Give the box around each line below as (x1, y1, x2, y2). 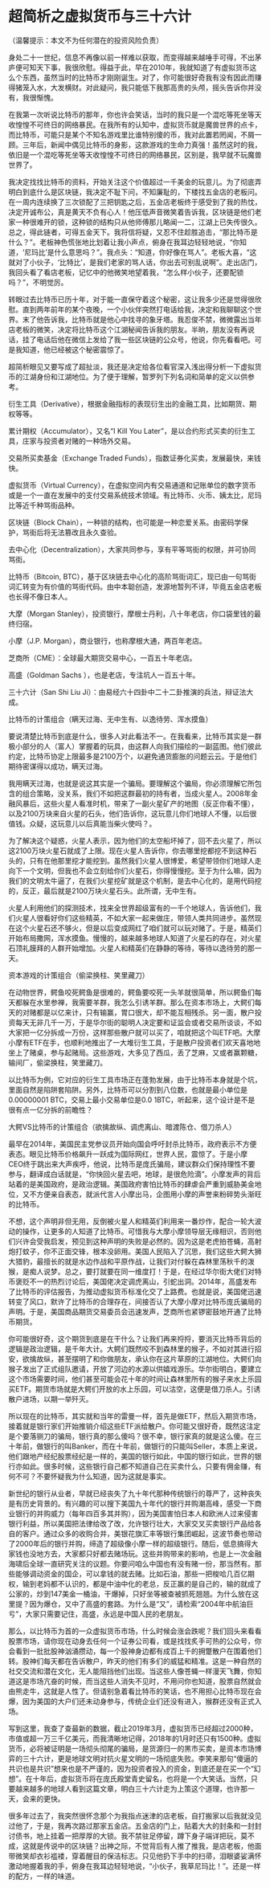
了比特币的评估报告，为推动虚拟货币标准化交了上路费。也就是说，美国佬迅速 (8, 1286, 262, 1296)
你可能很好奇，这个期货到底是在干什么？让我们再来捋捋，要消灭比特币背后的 (8, 1334, 262, 1343)
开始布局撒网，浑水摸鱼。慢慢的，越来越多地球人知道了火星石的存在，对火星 (8, 933, 262, 942)
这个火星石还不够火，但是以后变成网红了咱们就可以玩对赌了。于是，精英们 (14, 923, 262, 933)
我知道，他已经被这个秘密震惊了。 (14, 345, 129, 354)
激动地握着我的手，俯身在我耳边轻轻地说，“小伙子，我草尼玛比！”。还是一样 (8, 1861, 261, 1870)
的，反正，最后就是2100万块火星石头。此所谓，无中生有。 (8, 885, 201, 896)
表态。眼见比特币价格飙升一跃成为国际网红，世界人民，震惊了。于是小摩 (8, 1149, 247, 1159)
